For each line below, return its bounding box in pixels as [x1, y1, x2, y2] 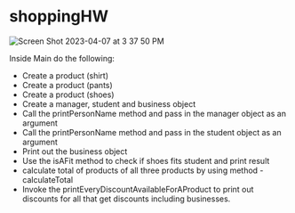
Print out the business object [21, 145, 128, 157]
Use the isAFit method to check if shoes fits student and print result [21, 155, 270, 166]
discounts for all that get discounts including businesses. [21, 193, 231, 204]
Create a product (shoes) [21, 89, 115, 100]
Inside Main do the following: [9, 53, 116, 63]
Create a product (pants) [21, 79, 113, 90]
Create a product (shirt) [21, 70, 109, 81]
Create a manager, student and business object [21, 98, 196, 109]
